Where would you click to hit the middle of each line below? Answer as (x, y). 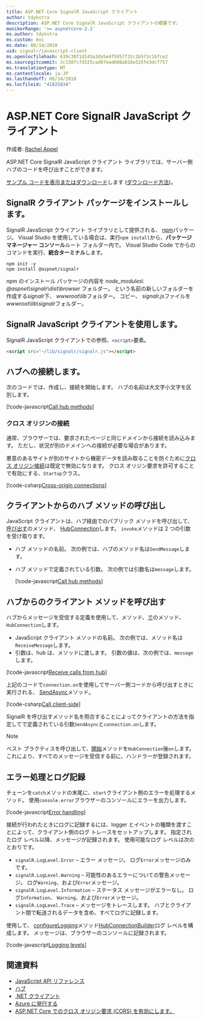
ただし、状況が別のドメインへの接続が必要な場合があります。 (94, 445)
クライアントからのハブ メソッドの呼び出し (86, 505)
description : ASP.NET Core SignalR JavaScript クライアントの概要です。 (93, 23)
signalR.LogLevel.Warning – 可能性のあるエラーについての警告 (92, 875)
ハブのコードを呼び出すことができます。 (56, 169)
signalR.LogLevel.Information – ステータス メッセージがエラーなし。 (101, 890)
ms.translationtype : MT (36, 68)
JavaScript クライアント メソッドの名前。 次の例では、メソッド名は (99, 638)
